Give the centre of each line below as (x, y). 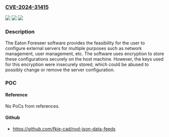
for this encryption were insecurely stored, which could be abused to (77, 64)
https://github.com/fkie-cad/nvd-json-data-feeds (64, 129)
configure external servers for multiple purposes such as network (74, 48)
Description (20, 32)
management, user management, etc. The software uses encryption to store (85, 54)
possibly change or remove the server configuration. (60, 70)
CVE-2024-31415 (27, 7)
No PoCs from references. (32, 106)
